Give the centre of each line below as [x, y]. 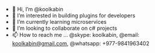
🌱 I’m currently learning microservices [59, 22]
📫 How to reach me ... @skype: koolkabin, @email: [76, 35]
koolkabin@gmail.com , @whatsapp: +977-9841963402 [81, 43]
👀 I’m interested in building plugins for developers [74, 15]
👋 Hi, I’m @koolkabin [37, 9]
